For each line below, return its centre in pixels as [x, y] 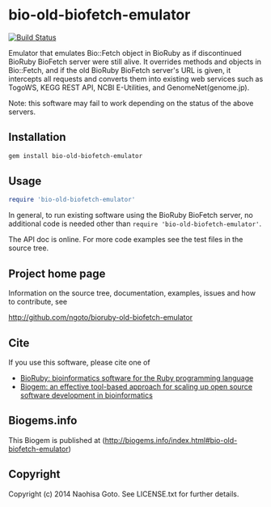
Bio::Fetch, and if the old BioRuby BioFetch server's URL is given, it [120, 70]
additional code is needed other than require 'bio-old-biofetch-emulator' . [135, 224]
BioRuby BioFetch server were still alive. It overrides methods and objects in [135, 62]
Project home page [57, 273]
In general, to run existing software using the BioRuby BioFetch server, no [131, 215]
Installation [37, 137]
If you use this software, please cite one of [80, 362]
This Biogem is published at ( [57, 440]
